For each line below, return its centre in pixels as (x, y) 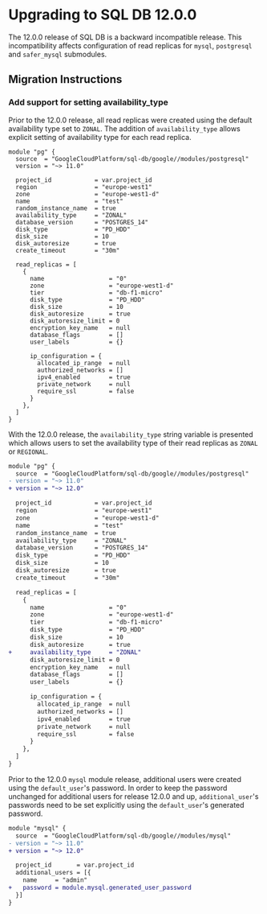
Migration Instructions (65, 79)
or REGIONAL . (28, 451)
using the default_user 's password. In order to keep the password (118, 788)
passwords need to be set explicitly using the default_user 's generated (126, 805)
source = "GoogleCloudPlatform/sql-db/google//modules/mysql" (123, 836)
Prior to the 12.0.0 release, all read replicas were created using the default (130, 120)
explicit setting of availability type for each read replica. (100, 137)
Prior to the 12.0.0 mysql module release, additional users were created (125, 779)
